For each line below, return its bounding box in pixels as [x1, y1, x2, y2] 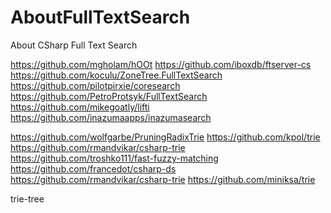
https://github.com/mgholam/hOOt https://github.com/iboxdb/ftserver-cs [10, 58, 312, 70]
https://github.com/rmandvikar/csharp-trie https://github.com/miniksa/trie [10, 173, 316, 185]
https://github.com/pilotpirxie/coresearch [10, 79, 181, 91]
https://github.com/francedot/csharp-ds [10, 162, 177, 175]
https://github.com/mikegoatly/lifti [10, 101, 150, 113]
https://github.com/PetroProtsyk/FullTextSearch [10, 90, 208, 102]
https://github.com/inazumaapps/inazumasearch [10, 111, 212, 123]
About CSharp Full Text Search [10, 39, 138, 51]
